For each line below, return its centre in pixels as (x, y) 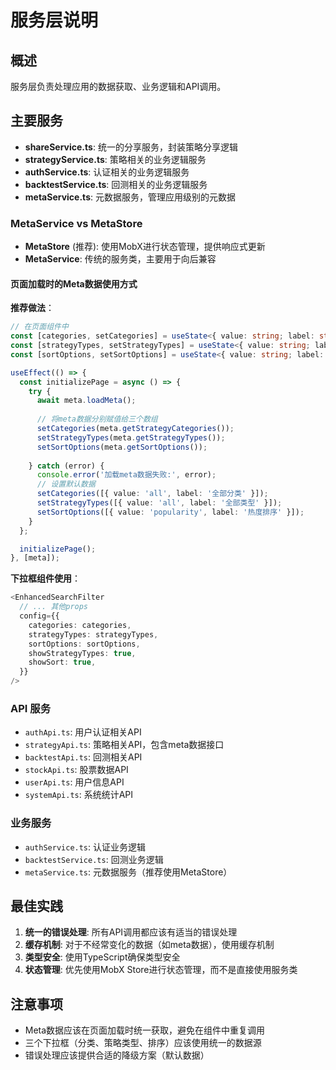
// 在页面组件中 (39, 327)
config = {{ (39, 616)
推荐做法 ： (32, 308)
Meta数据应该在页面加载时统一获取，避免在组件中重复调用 (145, 1030)
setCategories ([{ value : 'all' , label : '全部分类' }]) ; (152, 494)
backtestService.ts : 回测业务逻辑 (94, 859)
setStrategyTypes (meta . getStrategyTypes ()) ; (131, 437)
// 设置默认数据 (66, 484)
